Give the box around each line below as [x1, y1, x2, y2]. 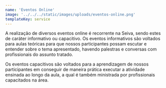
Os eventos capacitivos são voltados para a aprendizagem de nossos [5, 61, 149, 67]
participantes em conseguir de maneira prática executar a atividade [5, 66, 145, 72]
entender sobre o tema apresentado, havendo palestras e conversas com [5, 46, 157, 52]
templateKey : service [5, 16, 51, 21]
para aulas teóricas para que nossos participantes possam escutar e [5, 41, 147, 47]
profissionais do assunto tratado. [5, 51, 74, 57]
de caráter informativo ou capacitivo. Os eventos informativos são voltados [5, 35, 160, 41]
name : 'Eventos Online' [5, 7, 55, 12]
